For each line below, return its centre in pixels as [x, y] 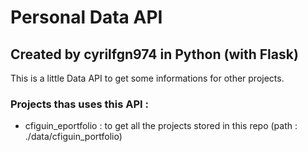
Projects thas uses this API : [79, 104]
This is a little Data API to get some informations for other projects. [147, 78]
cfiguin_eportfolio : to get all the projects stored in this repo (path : [161, 126]
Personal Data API [86, 17]
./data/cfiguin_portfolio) [73, 137]
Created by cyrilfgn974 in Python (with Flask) [154, 54]
